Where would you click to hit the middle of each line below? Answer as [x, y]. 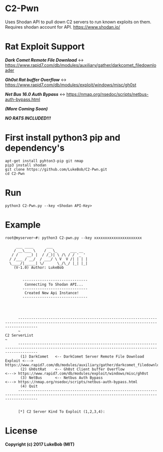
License [21, 430]
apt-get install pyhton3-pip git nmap [44, 161]
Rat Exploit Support [45, 47]
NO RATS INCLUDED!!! [28, 118]
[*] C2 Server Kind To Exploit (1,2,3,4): [61, 412]
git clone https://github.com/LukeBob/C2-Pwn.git [56, 169]
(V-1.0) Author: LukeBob [39, 267]
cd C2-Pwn [15, 173]
